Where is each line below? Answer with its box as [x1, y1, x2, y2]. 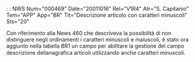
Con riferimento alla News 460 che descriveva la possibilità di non [6, 29, 171, 37]
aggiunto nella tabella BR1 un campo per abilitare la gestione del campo [6, 42, 185, 49]
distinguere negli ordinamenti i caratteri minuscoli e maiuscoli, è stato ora [6, 36, 189, 43]
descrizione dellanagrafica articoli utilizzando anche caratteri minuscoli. [6, 49, 186, 56]
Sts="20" [6, 18, 30, 25]
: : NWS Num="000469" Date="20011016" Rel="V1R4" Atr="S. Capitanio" [6, 5, 189, 12]
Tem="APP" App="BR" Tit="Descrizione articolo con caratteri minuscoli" [6, 11, 188, 19]
